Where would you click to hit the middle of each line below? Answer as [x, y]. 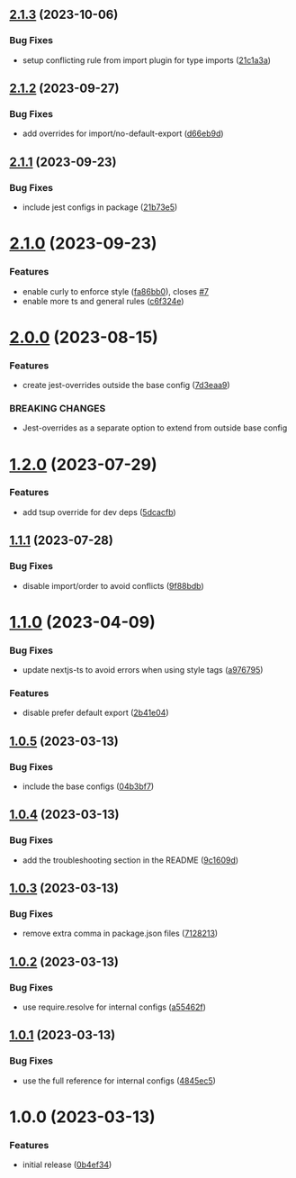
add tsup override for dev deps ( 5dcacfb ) [99, 512]
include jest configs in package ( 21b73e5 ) [100, 207]
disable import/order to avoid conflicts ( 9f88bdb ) [113, 585]
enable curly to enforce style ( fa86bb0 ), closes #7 [116, 291]
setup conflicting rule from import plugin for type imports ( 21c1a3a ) [147, 60]
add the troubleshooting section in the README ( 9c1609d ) [130, 860]
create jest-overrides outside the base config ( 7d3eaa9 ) [126, 385]
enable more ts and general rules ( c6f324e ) [103, 301]
